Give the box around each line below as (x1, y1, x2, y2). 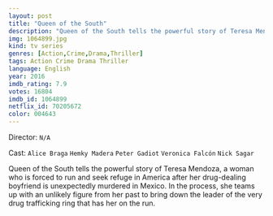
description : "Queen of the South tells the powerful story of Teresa (8, 27, 253, 35)
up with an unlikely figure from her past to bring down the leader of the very (8, 190, 262, 199)
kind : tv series (8, 42, 63, 50)
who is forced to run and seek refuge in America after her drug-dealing (8, 172, 246, 182)
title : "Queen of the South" (8, 19, 107, 28)
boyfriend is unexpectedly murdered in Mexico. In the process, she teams (8, 181, 256, 191)
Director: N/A (8, 132, 51, 142)
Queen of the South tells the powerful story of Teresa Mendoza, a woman (8, 164, 254, 173)
